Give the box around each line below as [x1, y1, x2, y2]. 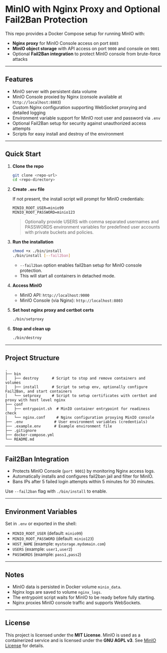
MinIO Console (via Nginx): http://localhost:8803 [19, 297, 123, 303]
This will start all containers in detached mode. [19, 273, 116, 279]
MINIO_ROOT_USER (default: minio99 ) [12, 530, 83, 536]
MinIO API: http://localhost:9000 [19, 292, 89, 298]
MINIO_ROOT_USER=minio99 [12, 206, 64, 211]
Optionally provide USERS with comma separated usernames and [24, 219, 159, 225]
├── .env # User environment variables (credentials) [5, 419, 148, 424]
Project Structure [5, 354, 60, 362]
